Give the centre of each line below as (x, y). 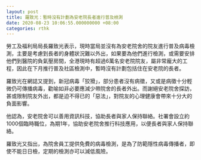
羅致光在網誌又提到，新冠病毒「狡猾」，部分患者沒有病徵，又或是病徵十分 (97, 81)
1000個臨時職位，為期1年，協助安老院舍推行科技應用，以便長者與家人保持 (97, 124)
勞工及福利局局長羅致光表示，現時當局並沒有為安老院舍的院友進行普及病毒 (98, 46)
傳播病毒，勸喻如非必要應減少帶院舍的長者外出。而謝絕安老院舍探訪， (108, 89)
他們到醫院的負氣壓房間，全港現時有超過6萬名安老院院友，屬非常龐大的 (94, 61)
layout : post (22, 12)
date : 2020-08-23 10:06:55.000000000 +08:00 (63, 23)
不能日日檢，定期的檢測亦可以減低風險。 (61, 151)
